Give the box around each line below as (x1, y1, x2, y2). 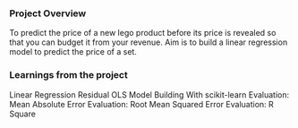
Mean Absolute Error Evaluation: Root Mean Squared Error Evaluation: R (9, 98, 275, 109)
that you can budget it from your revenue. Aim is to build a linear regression (9, 37, 288, 47)
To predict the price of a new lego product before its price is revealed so (9, 28, 277, 38)
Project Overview (9, 7, 87, 20)
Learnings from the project (9, 69, 128, 81)
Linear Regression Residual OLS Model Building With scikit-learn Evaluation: (9, 89, 289, 100)
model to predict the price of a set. (9, 47, 137, 57)
